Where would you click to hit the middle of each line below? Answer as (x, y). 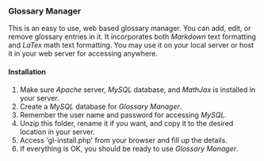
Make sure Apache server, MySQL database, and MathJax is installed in (138, 90)
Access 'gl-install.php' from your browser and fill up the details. (123, 140)
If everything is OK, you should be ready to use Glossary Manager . (129, 148)
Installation (27, 71)
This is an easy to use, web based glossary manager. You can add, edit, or (130, 29)
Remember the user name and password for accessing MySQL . (123, 115)
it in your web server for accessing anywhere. (83, 54)
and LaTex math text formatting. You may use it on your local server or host (131, 45)
